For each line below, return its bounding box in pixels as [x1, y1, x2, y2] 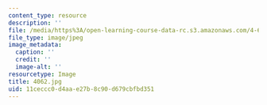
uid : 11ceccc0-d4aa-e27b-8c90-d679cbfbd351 [8, 84, 155, 93]
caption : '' [15, 48, 56, 56]
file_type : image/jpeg [8, 33, 83, 42]
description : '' [8, 19, 62, 27]
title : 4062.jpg [8, 77, 62, 85]
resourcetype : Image [8, 70, 77, 78]
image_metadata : [8, 41, 62, 49]
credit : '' [15, 56, 52, 64]
